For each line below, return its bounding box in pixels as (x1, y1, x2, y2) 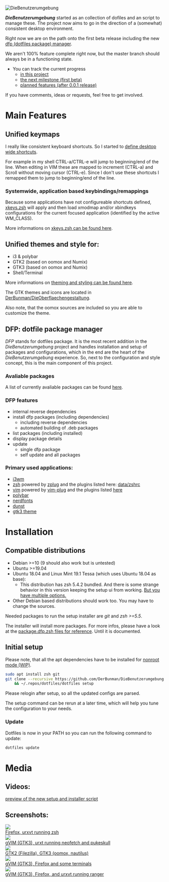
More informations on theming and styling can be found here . (5, 280, 133, 286)
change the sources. (12, 603, 56, 609)
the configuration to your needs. (5, 705, 72, 712)
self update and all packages (20, 452, 80, 458)
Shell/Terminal (12, 270, 43, 276)
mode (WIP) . (5, 662, 32, 668)
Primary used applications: (5, 464, 73, 472)
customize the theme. (5, 310, 51, 316)
